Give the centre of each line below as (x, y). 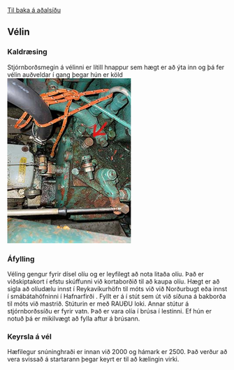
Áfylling (21, 259)
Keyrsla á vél (30, 336)
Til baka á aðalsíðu (34, 10)
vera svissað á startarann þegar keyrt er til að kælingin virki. (93, 360)
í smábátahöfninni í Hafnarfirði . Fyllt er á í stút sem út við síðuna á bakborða (117, 296)
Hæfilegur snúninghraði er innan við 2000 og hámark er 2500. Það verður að (117, 352)
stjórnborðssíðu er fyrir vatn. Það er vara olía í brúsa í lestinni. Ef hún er (109, 311)
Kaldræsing (27, 52)
